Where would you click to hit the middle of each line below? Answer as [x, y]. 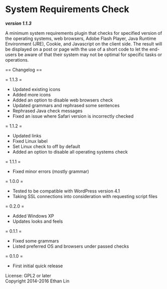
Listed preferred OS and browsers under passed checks [71, 246]
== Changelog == [24, 70]
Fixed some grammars [36, 240]
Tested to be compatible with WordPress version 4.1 [66, 191]
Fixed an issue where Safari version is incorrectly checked [73, 116]
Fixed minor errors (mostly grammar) [51, 171]
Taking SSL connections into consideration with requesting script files [85, 196]
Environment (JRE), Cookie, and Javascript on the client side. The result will [84, 43]
